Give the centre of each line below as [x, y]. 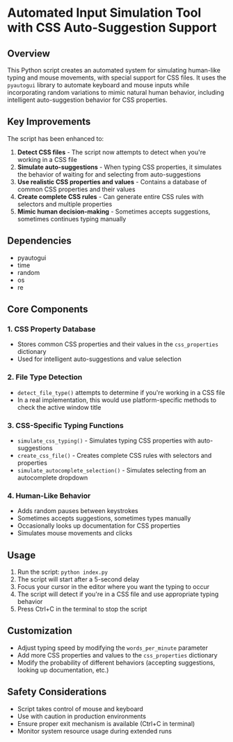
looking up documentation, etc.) [63, 670]
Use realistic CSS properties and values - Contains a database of [112, 181]
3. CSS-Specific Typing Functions [65, 425]
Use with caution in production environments [81, 716]
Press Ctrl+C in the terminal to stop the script [82, 609]
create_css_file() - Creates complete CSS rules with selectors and [114, 455]
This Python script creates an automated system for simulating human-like [114, 70]
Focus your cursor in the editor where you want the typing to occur [113, 587]
